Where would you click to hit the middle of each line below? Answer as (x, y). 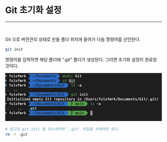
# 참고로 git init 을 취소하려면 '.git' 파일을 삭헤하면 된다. (63, 129)
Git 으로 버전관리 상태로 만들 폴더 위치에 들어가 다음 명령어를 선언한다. (73, 39)
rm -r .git (16, 135)
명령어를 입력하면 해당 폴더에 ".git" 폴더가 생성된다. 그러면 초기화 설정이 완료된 (81, 59)
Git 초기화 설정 (33, 10)
